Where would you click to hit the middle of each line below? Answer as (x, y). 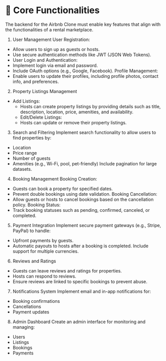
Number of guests (31, 158)
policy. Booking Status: (36, 205)
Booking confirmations (36, 301)
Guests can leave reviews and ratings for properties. (67, 270)
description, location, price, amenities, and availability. (77, 112)
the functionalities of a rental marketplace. (49, 29)
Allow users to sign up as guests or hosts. (56, 49)
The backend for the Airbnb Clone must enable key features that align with (83, 24)
